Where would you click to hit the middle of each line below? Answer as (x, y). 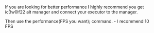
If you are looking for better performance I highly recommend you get (75, 7)
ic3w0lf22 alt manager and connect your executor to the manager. (71, 12)
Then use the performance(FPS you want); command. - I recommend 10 (77, 21)
